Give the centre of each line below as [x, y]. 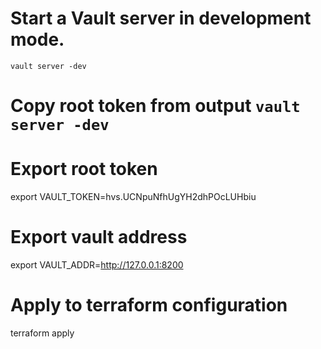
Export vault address [99, 237]
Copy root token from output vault [155, 106]
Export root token [84, 169]
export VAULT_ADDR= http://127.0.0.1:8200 [97, 265]
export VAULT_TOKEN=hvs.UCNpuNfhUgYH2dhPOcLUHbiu [133, 197]
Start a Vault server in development [161, 18]
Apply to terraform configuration [149, 305]
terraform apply [42, 333]
